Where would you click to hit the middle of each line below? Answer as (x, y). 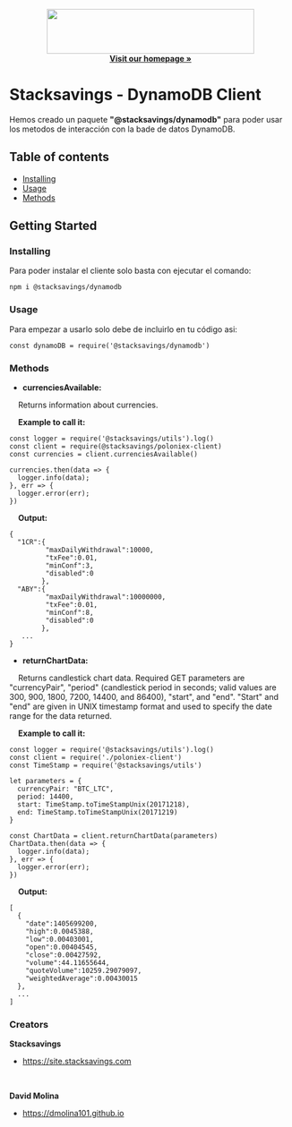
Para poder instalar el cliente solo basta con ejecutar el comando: (130, 271)
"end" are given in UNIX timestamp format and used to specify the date (141, 706)
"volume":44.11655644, (68, 963)
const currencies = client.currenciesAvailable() (104, 455)
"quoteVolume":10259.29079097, (84, 971)
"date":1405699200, (62, 924)
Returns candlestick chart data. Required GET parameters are (131, 678)
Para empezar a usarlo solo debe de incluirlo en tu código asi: (123, 329)
